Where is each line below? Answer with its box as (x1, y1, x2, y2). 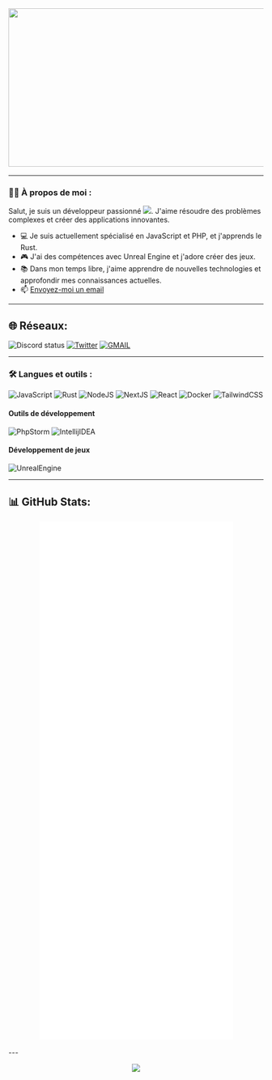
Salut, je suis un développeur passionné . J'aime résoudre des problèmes (8, 206, 261, 216)
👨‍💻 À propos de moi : (8, 186, 92, 198)
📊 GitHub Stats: (8, 495, 91, 509)
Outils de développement (8, 409, 96, 418)
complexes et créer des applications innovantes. (8, 215, 170, 225)
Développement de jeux (8, 445, 91, 455)
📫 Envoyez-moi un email (19, 285, 104, 295)
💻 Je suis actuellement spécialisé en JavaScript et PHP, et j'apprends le (19, 231, 262, 241)
